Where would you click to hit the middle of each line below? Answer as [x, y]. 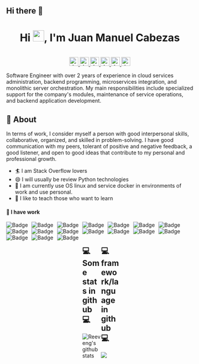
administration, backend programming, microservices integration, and [91, 82]
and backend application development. [54, 101]
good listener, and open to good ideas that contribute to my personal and [96, 153]
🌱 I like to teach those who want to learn [64, 198]
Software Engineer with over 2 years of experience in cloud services [90, 75]
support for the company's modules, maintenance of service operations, [95, 94]
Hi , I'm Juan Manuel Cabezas [100, 38]
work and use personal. [44, 192]
